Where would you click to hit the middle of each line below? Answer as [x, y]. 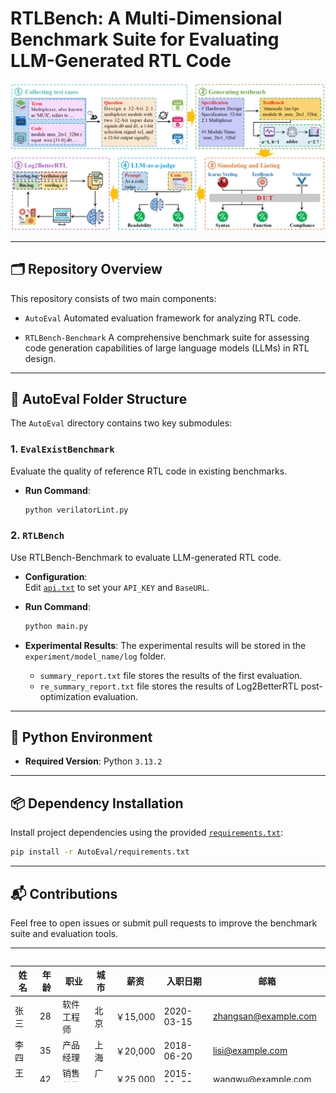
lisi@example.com [250, 1051]
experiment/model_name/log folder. [95, 656]
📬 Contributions [64, 893]
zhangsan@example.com [264, 1016]
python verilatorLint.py [76, 510]
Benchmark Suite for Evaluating [145, 39]
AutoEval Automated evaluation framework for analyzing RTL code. [163, 318]
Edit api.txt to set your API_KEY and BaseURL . [117, 587]
